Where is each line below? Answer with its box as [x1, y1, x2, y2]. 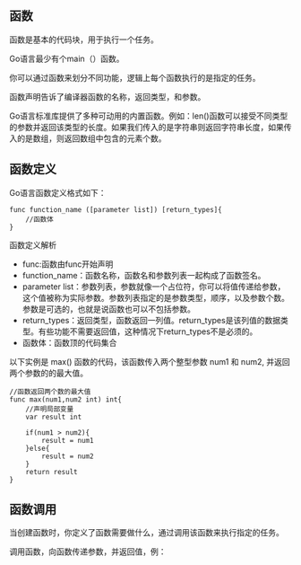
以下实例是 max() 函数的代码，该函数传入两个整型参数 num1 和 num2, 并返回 [9, 356, 290, 366]
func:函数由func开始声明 [21, 259, 114, 269]
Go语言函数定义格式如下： [9, 187, 107, 198]
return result [25, 467, 78, 476]
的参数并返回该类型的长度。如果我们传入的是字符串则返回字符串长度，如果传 [9, 121, 292, 132]
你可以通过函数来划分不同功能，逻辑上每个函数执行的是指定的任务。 [9, 72, 261, 83]
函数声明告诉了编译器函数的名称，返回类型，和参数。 [9, 91, 206, 102]
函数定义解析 [9, 239, 56, 250]
